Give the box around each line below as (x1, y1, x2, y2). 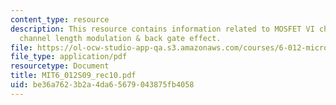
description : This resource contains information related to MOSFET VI (10, 24, 315, 34)
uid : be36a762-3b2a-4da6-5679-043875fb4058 (10, 80, 195, 90)
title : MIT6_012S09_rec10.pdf (10, 71, 137, 81)
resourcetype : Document (10, 61, 110, 71)
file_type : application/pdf (10, 52, 128, 62)
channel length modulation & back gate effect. (19, 33, 222, 43)
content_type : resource (10, 14, 110, 25)
